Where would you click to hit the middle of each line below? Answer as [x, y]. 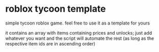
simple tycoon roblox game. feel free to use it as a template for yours [78, 23]
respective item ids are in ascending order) [50, 43]
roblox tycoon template [56, 9]
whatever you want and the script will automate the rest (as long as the [80, 38]
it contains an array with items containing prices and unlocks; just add [79, 33]
